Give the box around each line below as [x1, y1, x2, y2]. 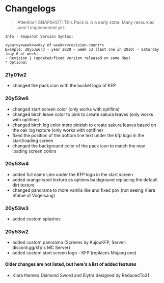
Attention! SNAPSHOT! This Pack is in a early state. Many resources [17, 19, 155, 25]
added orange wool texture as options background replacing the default [12, 177, 158, 182]
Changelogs [5, 3, 56, 14]
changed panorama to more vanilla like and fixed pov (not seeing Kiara [12, 187, 156, 193]
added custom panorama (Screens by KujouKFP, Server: [12, 240, 127, 246]
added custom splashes [12, 216, 61, 222]
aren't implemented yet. [17, 24, 65, 30]
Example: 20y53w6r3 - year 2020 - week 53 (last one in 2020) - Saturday [5, 47, 160, 52]
